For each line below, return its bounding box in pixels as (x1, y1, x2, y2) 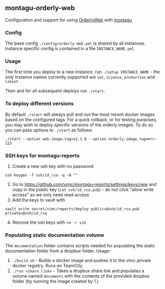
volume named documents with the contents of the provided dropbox (12, 273, 150, 279)
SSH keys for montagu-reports (5, 152, 80, 159)
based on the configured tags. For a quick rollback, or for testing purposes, (5, 116, 157, 122)
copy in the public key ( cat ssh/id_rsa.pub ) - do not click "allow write (12, 186, 154, 192)
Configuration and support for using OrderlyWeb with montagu (5, 17, 133, 23)
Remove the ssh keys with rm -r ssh (12, 219, 86, 225)
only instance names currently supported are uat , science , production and (5, 74, 155, 80)
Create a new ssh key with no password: (12, 163, 95, 169)
